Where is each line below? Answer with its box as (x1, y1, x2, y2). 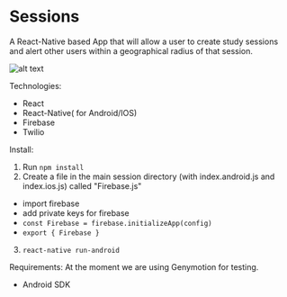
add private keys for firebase (22, 207, 130, 218)
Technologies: (9, 80, 62, 91)
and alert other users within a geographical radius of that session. (9, 45, 254, 56)
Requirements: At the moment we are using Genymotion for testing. (9, 261, 259, 272)
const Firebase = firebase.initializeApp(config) (22, 219, 213, 228)
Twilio (22, 126, 45, 137)
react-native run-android (22, 246, 120, 255)
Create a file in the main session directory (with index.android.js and (22, 171, 275, 182)
